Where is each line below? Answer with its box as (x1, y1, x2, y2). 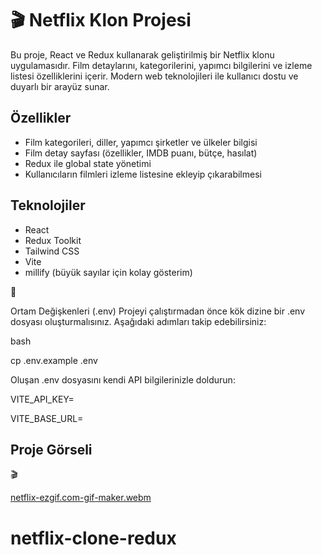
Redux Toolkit (24, 234, 82, 246)
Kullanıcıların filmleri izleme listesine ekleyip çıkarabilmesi (24, 168, 262, 180)
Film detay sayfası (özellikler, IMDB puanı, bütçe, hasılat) (24, 147, 258, 159)
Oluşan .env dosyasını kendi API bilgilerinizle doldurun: (10, 373, 236, 386)
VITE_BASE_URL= (10, 412, 84, 424)
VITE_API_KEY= (10, 393, 75, 405)
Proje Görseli (10, 441, 93, 458)
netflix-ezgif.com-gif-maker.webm (10, 492, 152, 504)
